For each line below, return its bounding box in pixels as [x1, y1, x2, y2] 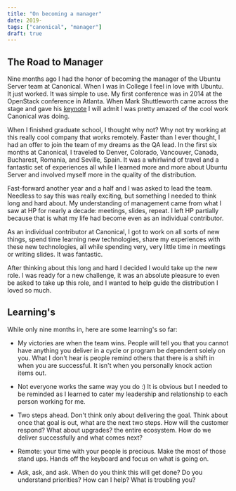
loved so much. [7, 286, 52, 295]
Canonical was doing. [7, 112, 70, 120]
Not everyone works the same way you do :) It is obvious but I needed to [17, 382, 228, 390]
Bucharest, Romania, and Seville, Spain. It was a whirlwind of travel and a [7, 155, 219, 164]
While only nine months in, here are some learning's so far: [7, 325, 178, 333]
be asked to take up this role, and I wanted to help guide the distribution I [7, 279, 218, 287]
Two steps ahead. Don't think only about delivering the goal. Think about [17, 411, 228, 419]
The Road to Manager [7, 56, 104, 68]
